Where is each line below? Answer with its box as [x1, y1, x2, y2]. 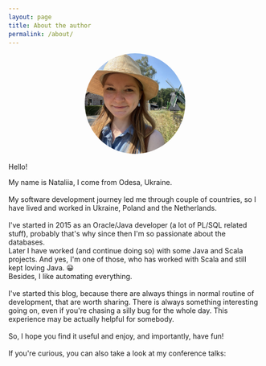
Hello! [8, 162, 28, 172]
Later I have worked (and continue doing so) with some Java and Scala [8, 246, 243, 256]
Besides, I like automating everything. [8, 272, 133, 282]
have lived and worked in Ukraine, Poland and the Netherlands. [8, 204, 217, 213]
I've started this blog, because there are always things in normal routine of [8, 289, 255, 298]
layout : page [8, 13, 52, 21]
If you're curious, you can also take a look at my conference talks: [8, 348, 227, 358]
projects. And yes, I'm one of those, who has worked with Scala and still [8, 254, 247, 265]
